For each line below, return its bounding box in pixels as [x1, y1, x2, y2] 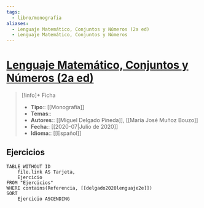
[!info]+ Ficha [21, 91, 56, 99]
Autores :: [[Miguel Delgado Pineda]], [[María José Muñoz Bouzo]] [30, 117, 198, 124]
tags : [6, 9, 20, 15]
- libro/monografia [12, 15, 62, 21]
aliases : [6, 20, 29, 26]
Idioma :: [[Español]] [30, 129, 82, 137]
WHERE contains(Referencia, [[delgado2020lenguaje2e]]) [6, 185, 152, 191]
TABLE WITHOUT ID [6, 163, 51, 169]
